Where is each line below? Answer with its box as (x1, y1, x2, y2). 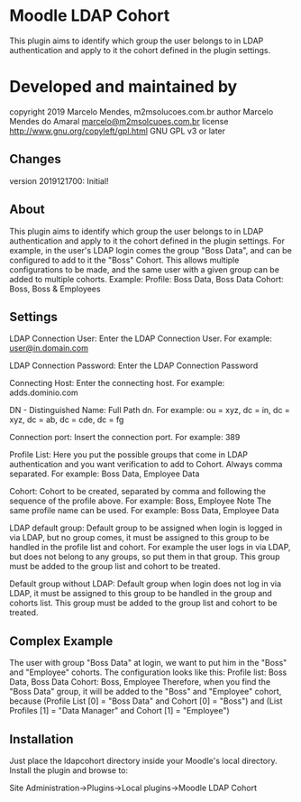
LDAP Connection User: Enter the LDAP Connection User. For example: (9, 333, 273, 344)
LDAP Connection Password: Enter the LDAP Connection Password (9, 360, 259, 371)
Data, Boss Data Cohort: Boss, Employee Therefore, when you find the (9, 677, 271, 687)
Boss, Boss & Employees (9, 283, 101, 294)
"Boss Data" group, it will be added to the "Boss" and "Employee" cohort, (9, 687, 282, 697)
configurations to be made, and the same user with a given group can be (9, 263, 279, 275)
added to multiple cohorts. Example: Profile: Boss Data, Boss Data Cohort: (9, 273, 284, 284)
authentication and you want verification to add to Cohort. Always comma (9, 459, 283, 470)
